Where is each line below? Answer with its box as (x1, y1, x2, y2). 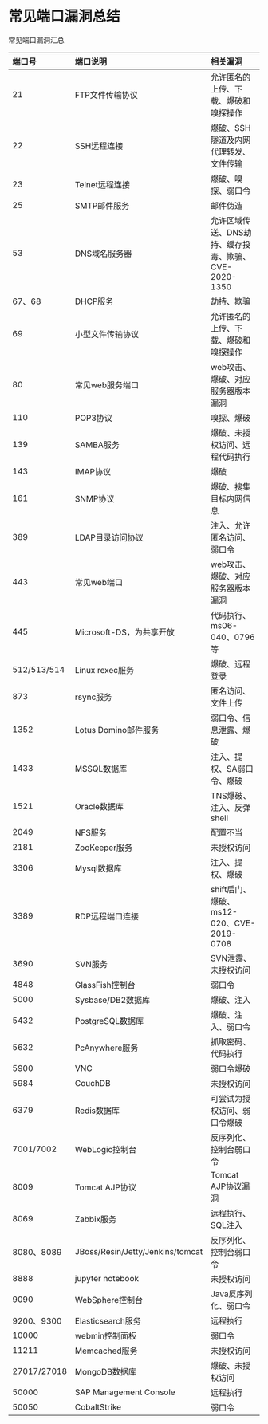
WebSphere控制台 (74, 1294, 144, 1305)
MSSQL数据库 (74, 763, 128, 774)
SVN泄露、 (210, 952, 252, 963)
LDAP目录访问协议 (74, 532, 144, 543)
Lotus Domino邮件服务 (74, 724, 160, 735)
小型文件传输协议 (74, 328, 140, 340)
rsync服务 (74, 691, 112, 702)
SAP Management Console (74, 1387, 175, 1398)
